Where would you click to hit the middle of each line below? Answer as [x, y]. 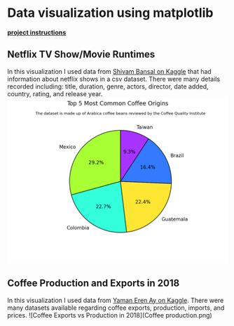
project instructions [37, 32]
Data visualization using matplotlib [110, 13]
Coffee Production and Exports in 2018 [94, 283]
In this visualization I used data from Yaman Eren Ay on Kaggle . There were [116, 300]
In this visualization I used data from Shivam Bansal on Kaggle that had [109, 71]
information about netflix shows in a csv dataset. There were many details [114, 79]
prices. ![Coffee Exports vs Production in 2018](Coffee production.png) [110, 315]
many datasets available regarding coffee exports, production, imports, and [116, 308]
